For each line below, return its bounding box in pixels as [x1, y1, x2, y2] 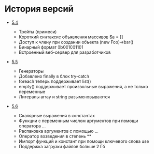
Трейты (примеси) [18, 29, 57, 34]
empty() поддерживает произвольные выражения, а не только [18, 83, 148, 89]
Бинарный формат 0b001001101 [18, 44, 84, 50]
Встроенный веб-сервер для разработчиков [18, 49, 111, 55]
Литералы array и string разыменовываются [18, 93, 110, 100]
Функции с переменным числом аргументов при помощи [18, 118, 138, 123]
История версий [4, 3, 74, 15]
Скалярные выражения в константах [18, 112, 95, 118]
